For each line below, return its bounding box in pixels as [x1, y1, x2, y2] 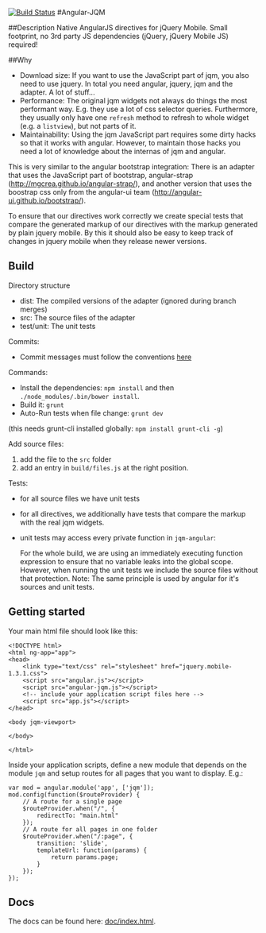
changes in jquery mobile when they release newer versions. [8, 237, 207, 246]
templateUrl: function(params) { [37, 846, 148, 854]
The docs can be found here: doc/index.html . [8, 916, 156, 926]
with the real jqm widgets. [19, 517, 105, 527]
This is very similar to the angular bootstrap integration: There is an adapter [8, 162, 256, 171]
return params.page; [50, 853, 119, 861]
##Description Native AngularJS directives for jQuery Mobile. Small [8, 23, 228, 32]
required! [8, 40, 38, 49]
